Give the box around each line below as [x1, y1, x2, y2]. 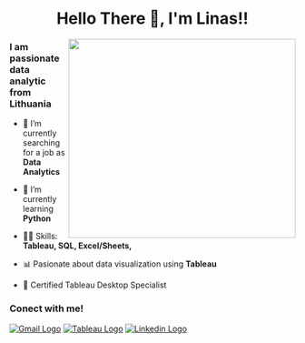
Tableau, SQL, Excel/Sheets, [22, 240, 133, 251]
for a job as [22, 147, 65, 158]
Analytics [22, 166, 61, 177]
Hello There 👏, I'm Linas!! [55, 8, 250, 29]
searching [22, 137, 61, 148]
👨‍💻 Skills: [22, 231, 58, 242]
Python [22, 213, 52, 224]
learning [22, 204, 54, 215]
